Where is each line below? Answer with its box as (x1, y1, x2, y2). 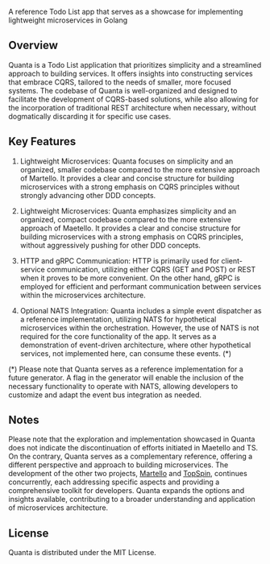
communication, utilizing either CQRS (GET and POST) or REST (47, 264, 256, 274)
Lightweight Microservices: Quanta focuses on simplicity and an (19, 156, 234, 166)
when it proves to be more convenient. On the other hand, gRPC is (19, 273, 240, 283)
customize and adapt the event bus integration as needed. (8, 390, 202, 400)
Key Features (8, 135, 77, 148)
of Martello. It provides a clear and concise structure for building (19, 173, 235, 183)
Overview (8, 39, 59, 52)
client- (221, 255, 243, 265)
